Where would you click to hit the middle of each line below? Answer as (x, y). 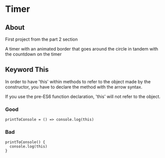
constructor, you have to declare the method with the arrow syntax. (74, 87)
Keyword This (27, 70)
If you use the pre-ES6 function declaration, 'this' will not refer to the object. (83, 96)
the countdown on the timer (33, 54)
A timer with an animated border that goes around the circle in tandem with (82, 49)
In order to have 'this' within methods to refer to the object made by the (78, 81)
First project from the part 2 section (41, 39)
